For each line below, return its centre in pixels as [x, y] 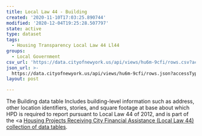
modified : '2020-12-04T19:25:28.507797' [58, 23]
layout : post [23, 79]
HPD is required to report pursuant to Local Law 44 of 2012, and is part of [97, 114]
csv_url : [17, 62]
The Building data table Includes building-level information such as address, [100, 101]
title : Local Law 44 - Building [47, 12]
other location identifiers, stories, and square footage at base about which [98, 108]
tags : [13, 40]
